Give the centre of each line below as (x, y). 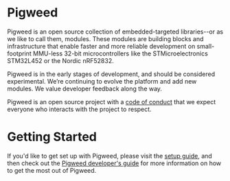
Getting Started (52, 137)
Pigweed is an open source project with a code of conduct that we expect (112, 101)
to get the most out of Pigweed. (52, 170)
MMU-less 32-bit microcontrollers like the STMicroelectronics (120, 53)
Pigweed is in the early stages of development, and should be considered (111, 74)
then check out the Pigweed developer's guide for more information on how (114, 163)
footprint (20, 53)
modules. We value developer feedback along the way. (85, 88)
